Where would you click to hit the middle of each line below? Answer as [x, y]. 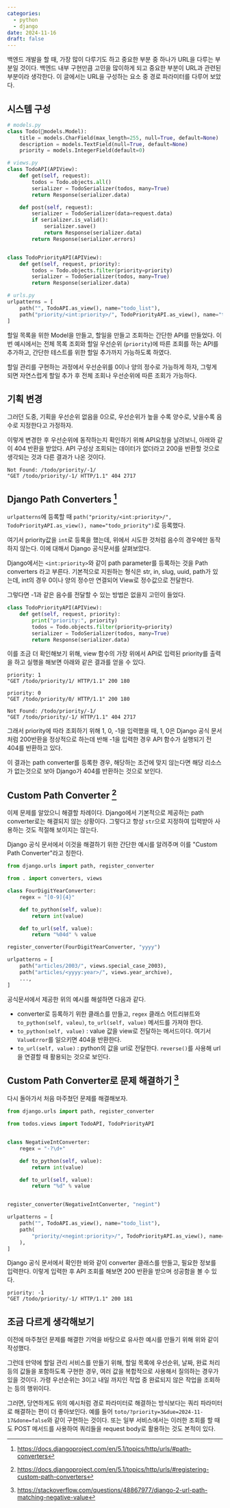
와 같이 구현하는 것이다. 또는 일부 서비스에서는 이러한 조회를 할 [130, 1420]
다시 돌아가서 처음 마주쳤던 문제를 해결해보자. [67, 1098]
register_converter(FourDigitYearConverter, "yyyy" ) [84, 947]
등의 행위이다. [33, 1389]
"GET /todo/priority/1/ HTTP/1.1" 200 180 [68, 681]
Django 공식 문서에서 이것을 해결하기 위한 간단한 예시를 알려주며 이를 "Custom [112, 844]
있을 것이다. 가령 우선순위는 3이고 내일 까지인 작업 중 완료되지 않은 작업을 [105, 1380]
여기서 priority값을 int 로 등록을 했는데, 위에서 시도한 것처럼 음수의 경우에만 [107, 540]
